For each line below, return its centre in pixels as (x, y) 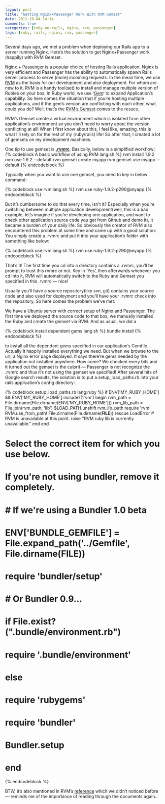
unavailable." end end (27, 424)
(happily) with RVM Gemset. (33, 57)
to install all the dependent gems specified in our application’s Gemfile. (77, 346)
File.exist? (34, 622)
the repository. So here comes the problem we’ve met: (60, 301)
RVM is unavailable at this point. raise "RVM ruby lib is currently (69, 418)
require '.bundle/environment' (68, 655)
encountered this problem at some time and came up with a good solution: (81, 230)
